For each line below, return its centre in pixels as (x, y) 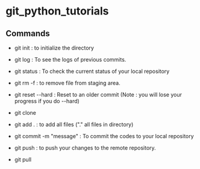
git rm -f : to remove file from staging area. (67, 83)
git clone (25, 113)
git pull (23, 159)
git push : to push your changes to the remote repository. (85, 148)
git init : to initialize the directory (54, 48)
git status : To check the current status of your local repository (92, 71)
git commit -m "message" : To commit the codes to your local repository (104, 136)
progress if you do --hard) (47, 101)
